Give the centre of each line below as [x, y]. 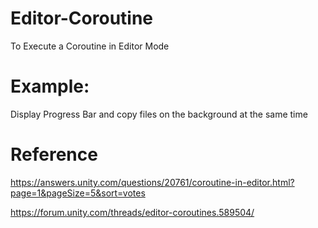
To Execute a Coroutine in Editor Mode [90, 46]
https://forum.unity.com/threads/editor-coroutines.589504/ [132, 212]
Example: [50, 86]
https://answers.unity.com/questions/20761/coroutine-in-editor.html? [152, 182]
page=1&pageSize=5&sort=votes [78, 193]
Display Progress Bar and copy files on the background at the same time [159, 114]
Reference [54, 154]
